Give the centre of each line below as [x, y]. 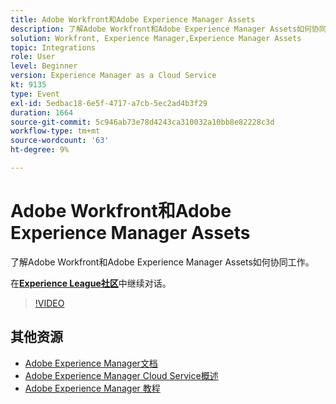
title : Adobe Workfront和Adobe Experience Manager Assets [133, 19]
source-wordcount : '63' [60, 141]
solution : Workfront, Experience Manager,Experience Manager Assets [156, 38]
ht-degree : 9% [40, 150]
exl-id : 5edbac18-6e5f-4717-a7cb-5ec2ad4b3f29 [109, 103]
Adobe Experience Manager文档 [91, 363]
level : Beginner [44, 66]
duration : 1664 [42, 112]
